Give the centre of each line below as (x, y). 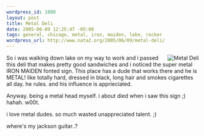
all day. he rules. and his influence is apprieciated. (69, 84)
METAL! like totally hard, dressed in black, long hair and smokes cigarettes (100, 77)
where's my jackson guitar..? (42, 126)
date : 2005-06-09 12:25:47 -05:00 (50, 29)
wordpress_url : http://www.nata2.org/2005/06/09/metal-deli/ (86, 40)
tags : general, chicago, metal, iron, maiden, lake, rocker (85, 35)
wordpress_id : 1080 (31, 12)
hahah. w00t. (23, 102)
